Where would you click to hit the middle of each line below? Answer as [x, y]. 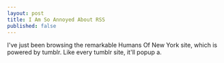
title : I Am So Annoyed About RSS [56, 20]
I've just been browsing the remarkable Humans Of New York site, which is [112, 45]
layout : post [26, 13]
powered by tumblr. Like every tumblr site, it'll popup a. [84, 52]
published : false [32, 26]
